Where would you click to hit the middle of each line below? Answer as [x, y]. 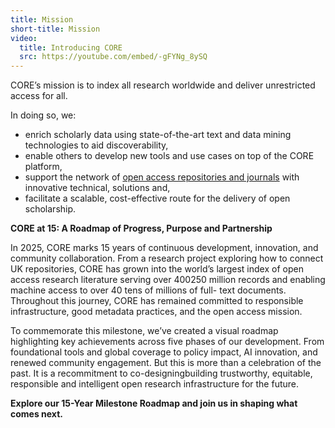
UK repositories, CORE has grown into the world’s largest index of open [157, 269]
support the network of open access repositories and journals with [162, 177]
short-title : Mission [55, 29]
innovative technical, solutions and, [97, 188]
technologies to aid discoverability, [96, 145]
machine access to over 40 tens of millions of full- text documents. [148, 290]
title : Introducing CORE [71, 47]
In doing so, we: [43, 115]
